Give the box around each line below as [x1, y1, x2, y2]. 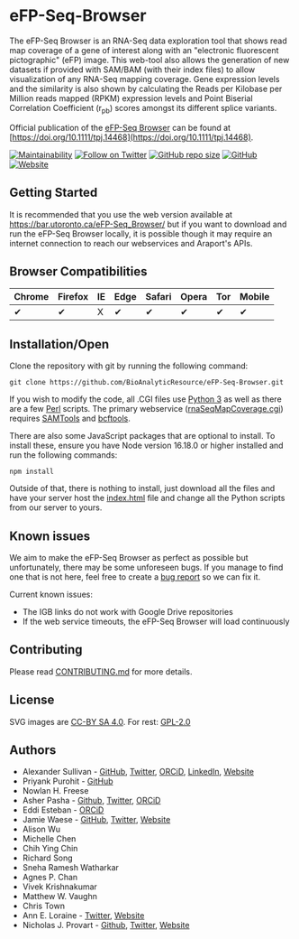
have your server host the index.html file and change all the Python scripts [9, 493, 285, 504]
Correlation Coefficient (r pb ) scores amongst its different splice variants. [9, 102, 277, 116]
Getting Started [9, 185, 98, 200]
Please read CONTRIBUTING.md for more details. [9, 665, 193, 677]
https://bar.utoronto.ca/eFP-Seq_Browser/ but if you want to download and [9, 218, 287, 229]
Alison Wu [22, 823, 61, 835]
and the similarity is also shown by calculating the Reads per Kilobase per [9, 83, 283, 94]
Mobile [240, 291, 270, 303]
